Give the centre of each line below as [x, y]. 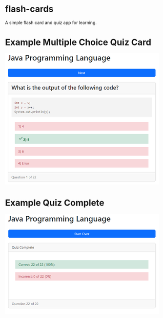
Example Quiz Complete [55, 203]
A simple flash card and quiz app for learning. [51, 23]
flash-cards [29, 9]
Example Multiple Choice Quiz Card [78, 42]
